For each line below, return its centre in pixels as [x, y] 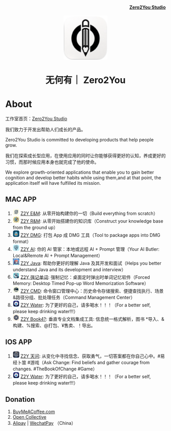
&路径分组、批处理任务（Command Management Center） [74, 297]
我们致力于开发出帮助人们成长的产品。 [45, 130]
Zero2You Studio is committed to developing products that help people [79, 140]
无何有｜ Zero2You [85, 80]
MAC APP [21, 199]
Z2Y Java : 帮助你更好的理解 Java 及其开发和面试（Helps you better [91, 263]
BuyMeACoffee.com [34, 412]
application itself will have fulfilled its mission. [53, 183]
